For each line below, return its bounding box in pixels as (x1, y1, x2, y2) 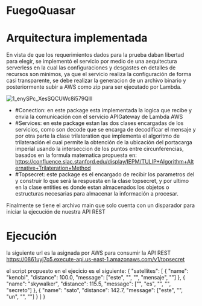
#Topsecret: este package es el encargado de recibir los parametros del (14, 171, 195, 178)
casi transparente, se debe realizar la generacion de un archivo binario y (6, 77, 186, 84)
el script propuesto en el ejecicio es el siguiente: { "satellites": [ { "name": (6, 267, 189, 275)
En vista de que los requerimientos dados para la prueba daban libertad (6, 51, 185, 59)
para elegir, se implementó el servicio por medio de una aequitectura (6, 58, 177, 65)
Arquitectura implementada (6, 31, 148, 45)
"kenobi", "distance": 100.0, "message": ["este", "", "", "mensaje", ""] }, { (6, 274, 186, 281)
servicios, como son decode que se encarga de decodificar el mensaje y (14, 126, 196, 133)
